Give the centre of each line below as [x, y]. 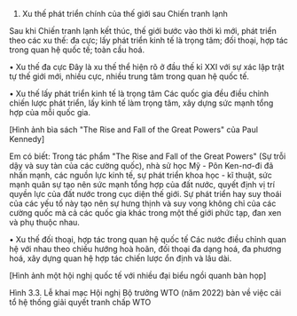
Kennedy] [27, 139]
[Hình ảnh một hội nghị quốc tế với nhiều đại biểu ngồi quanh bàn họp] [138, 276]
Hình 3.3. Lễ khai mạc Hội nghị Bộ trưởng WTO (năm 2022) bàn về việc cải [145, 292]
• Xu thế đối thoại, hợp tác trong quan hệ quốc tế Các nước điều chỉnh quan [148, 239]
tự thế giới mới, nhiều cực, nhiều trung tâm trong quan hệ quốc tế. [129, 76]
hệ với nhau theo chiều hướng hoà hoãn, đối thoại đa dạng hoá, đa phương [145, 249]
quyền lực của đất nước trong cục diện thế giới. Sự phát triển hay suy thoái [145, 194]
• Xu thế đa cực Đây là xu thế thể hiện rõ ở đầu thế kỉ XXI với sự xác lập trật [147, 67]
